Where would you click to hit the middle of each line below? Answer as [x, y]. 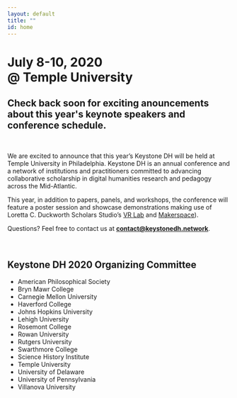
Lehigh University [43, 319]
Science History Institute [53, 357]
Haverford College [45, 305]
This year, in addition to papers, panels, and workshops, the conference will [118, 200]
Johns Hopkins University [55, 312]
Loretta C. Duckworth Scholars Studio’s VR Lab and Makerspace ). [103, 215]
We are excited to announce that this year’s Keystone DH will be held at [111, 156]
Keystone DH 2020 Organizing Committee [102, 265]
